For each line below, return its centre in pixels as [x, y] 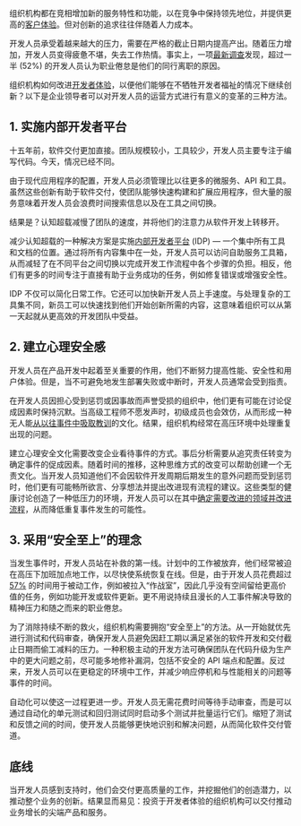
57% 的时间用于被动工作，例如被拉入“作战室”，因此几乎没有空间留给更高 [144, 586]
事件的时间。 [33, 683]
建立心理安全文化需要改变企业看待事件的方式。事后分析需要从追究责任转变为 [150, 453]
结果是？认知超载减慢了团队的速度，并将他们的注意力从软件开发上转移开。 [146, 221]
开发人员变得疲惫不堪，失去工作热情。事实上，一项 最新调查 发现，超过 [154, 55]
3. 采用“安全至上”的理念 [75, 540]
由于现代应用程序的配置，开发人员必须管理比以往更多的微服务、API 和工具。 [150, 180]
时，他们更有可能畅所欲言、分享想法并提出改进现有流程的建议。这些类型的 [146, 486]
